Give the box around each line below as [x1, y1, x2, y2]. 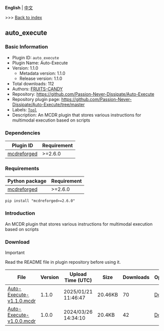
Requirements [5, 165, 40, 172]
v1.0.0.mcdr [7, 317, 36, 324]
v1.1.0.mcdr [7, 297, 36, 304]
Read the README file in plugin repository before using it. [5, 259, 121, 265]
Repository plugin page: [12, 96, 61, 102]
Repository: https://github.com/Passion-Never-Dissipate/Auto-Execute [12, 91, 155, 97]
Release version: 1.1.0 [19, 76, 62, 81]
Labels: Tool [12, 106, 37, 112]
